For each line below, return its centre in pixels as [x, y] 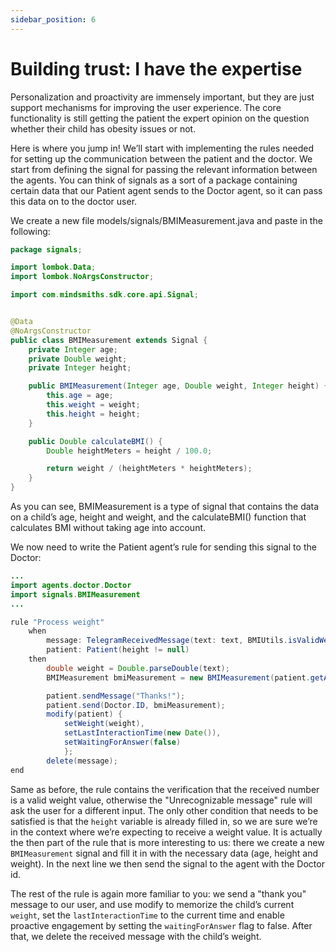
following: [30, 231]
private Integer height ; [80, 368]
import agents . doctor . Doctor [71, 585]
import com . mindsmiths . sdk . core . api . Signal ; [104, 295]
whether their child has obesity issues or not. [103, 128]
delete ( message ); [82, 761]
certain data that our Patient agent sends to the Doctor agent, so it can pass [166, 190]
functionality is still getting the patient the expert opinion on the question [160, 118]
